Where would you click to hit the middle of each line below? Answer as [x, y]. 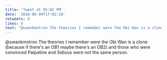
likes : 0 [14, 23]
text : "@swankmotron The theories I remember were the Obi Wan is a [78, 28]
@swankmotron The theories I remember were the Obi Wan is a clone [76, 42]
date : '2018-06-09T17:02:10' [35, 14]
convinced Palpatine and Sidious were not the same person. [67, 53]
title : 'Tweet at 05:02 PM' [34, 10]
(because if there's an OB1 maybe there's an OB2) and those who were [78, 47]
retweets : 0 [17, 19]
